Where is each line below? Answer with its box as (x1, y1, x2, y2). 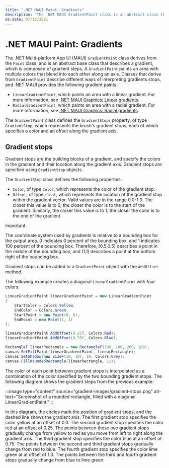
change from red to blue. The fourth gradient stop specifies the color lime (5, 446, 158, 452)
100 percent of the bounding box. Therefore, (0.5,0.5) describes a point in (5, 243, 158, 249)
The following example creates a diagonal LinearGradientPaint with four (5, 279, 155, 285)
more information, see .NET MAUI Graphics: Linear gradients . (12, 97, 140, 103)
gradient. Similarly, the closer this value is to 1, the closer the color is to (12, 207, 160, 214)
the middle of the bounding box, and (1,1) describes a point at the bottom (5, 249, 156, 255)
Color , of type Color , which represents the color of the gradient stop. (12, 186, 155, 192)
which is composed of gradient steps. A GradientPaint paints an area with (5, 66, 159, 72)
